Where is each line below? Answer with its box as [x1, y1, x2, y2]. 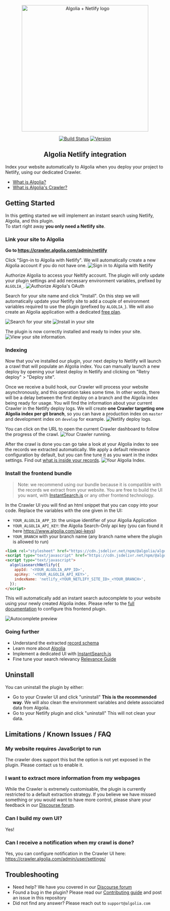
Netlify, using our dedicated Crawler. [5, 169, 82, 175]
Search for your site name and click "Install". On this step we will [5, 292, 140, 298]
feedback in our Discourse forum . [5, 802, 75, 808]
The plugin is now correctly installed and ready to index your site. [5, 328, 142, 334]
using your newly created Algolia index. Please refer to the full [5, 600, 135, 606]
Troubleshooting [5, 871, 59, 879]
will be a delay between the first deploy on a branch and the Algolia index [5, 395, 158, 401]
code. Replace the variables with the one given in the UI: [5, 507, 123, 513]
